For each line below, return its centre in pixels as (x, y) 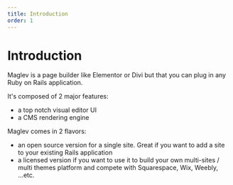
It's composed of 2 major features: (58, 96)
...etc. (26, 175)
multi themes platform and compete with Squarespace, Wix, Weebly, (118, 168)
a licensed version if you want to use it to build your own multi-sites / (119, 160)
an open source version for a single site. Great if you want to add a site (121, 145)
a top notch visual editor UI (57, 110)
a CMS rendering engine (54, 118)
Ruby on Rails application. (45, 83)
